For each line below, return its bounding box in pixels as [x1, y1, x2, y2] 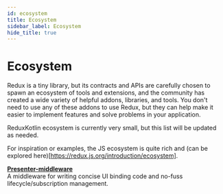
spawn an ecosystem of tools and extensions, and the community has [7, 88, 204, 97]
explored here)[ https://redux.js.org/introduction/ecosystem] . [7, 151, 178, 160]
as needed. [7, 131, 39, 139]
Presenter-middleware [7, 165, 73, 173]
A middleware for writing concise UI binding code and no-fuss [7, 172, 183, 180]
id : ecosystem [7, 10, 48, 17]
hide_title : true [7, 29, 57, 36]
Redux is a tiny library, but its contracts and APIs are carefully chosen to [7, 82, 211, 90]
